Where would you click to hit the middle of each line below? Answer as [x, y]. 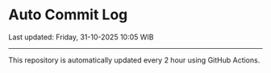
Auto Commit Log [68, 15]
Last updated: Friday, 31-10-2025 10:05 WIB [81, 37]
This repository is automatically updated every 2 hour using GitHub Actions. [134, 60]
